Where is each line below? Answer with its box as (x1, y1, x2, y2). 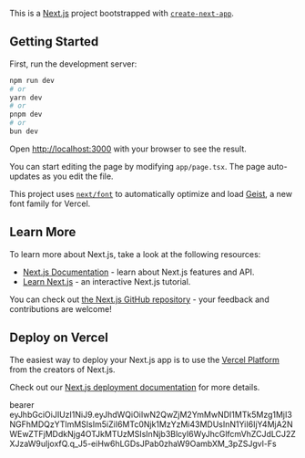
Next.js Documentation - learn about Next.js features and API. (22, 266, 255, 277)
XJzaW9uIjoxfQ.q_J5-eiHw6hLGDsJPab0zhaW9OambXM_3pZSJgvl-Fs (9, 438, 277, 449)
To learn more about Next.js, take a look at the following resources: (9, 248, 261, 259)
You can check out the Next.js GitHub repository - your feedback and (9, 294, 270, 305)
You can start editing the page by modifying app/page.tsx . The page (9, 161, 266, 172)
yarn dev (9, 93, 43, 102)
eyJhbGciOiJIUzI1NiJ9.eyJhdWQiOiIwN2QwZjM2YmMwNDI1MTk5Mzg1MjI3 (9, 409, 293, 420)
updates (9, 171, 41, 182)
